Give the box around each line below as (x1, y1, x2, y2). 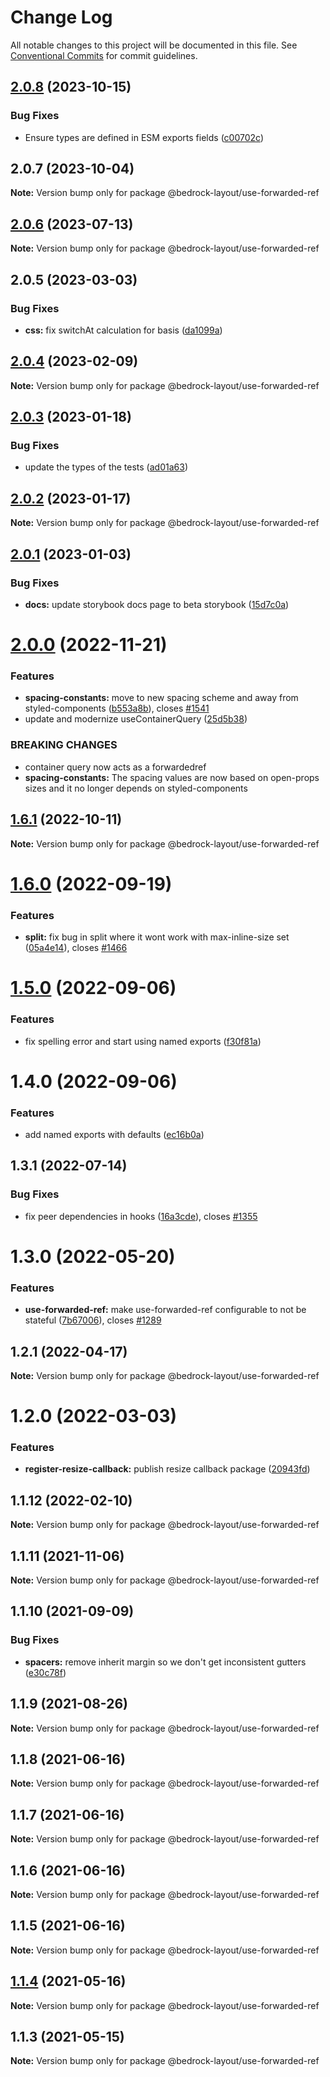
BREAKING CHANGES (10, 738, 118, 752)
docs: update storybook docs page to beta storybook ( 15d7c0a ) (24, 598, 290, 610)
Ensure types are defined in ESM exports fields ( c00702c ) (24, 131, 265, 143)
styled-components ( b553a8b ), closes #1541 (24, 702, 210, 715)
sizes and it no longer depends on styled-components (24, 782, 248, 794)
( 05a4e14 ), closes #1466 (24, 942, 128, 954)
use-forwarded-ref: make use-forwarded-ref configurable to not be (24, 1304, 307, 1316)
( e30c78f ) (24, 1666, 67, 1678)
